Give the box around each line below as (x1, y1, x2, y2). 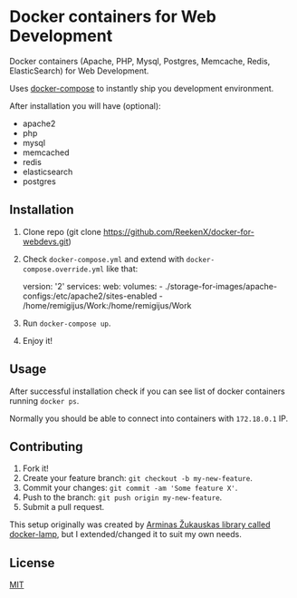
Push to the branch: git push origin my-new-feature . (22, 492, 223, 503)
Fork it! (22, 463, 50, 474)
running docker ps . (9, 395, 80, 406)
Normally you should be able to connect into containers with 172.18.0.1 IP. (9, 413, 289, 424)
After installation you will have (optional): (9, 100, 161, 111)
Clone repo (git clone (22, 226, 101, 237)
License (9, 555, 55, 571)
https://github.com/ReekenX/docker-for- (102, 226, 255, 237)
